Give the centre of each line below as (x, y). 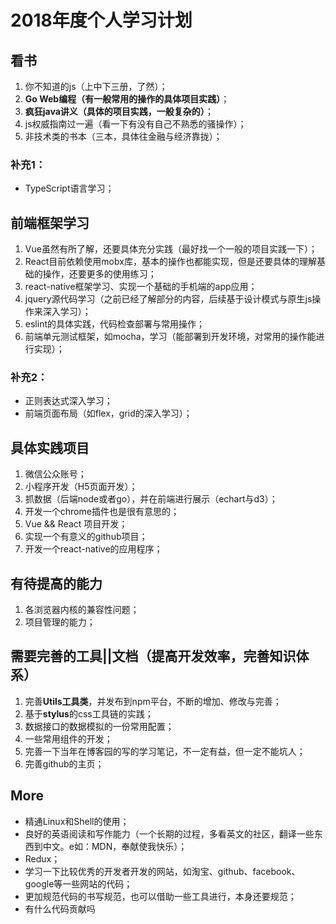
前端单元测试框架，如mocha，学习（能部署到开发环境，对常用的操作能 (170, 337)
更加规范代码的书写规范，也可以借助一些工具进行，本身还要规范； (160, 896)
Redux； (42, 858)
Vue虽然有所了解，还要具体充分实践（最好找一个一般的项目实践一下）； (171, 249)
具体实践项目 (50, 447)
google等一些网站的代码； (78, 883)
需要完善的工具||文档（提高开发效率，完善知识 (153, 656)
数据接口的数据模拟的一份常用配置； (99, 726)
